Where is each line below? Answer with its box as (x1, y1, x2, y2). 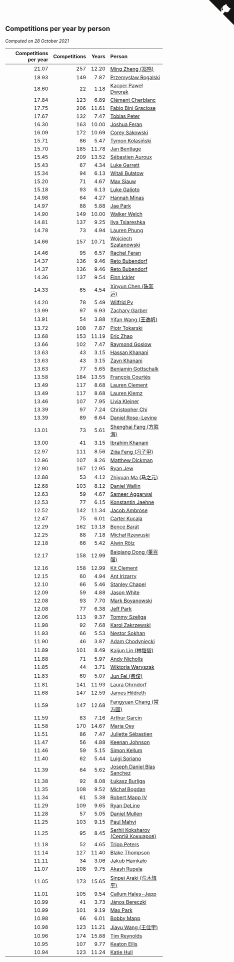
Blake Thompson (110, 849, 150, 856)
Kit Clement (110, 564, 138, 571)
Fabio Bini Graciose (110, 104, 156, 111)
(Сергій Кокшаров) (110, 833, 156, 840)
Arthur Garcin (110, 714, 142, 721)
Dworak (110, 88, 129, 95)
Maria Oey (110, 722, 135, 729)
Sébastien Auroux (110, 153, 152, 160)
